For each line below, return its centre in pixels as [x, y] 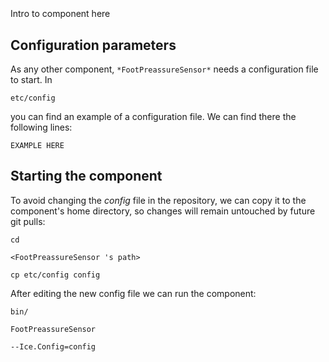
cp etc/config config [55, 275]
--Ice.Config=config [53, 346]
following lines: [41, 127]
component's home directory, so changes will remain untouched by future [163, 211]
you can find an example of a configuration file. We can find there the [153, 116]
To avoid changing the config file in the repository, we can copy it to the [158, 200]
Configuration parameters [93, 45]
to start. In [31, 79]
